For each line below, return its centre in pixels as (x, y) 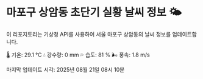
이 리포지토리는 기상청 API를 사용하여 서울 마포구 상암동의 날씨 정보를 (89, 34)
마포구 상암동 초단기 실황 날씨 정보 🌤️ (94, 12)
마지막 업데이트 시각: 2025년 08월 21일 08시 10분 (66, 69)
